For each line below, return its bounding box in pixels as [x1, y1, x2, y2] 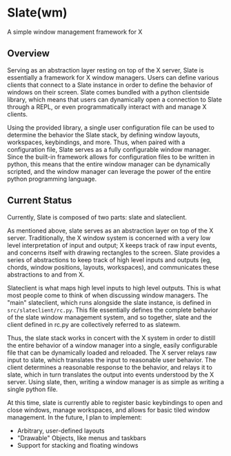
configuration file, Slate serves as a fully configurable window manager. [7, 145, 211, 153]
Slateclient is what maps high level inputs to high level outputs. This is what [7, 284, 221, 292]
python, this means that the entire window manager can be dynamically [7, 160, 210, 168]
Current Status [7, 195, 72, 206]
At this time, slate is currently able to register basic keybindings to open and [7, 398, 223, 406]
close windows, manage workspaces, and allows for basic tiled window [7, 406, 210, 414]
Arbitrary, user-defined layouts [17, 426, 105, 435]
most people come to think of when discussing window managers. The [7, 291, 208, 299]
